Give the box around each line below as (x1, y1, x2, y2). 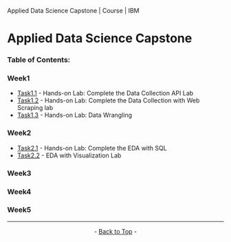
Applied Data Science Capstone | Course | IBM (7, 7, 140, 14)
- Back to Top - (93, 227, 137, 235)
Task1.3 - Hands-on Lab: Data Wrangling (16, 111, 133, 120)
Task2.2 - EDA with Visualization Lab (16, 151, 122, 159)
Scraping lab (16, 104, 54, 112)
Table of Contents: (7, 55, 71, 65)
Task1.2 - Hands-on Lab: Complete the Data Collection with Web (16, 96, 200, 104)
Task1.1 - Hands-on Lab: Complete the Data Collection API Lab (16, 89, 194, 98)
